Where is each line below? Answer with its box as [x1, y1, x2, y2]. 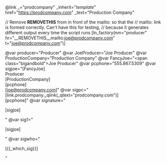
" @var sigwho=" [5, 136, 41, 142]
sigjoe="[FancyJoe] [5, 66, 46, 72]
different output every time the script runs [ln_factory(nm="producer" [5, 30, 147, 35]
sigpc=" [72, 87, 89, 92]
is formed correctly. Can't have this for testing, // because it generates [5, 24, 149, 30]
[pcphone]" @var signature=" [5, 97, 66, 103]
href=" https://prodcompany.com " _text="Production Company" [5, 9, 135, 15]
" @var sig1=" [5, 117, 33, 122]
